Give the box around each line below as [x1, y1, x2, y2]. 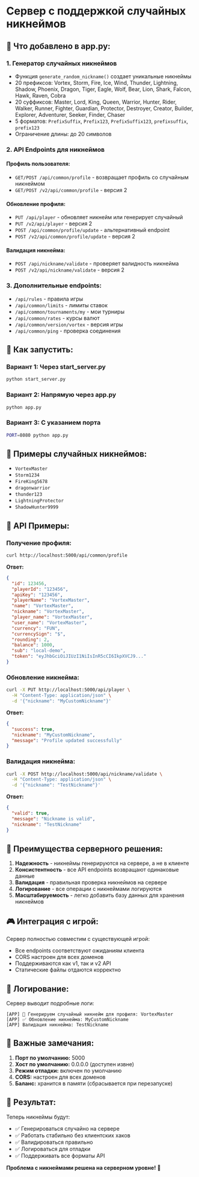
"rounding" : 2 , [11, 637, 50, 643]
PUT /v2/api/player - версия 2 [14, 220, 93, 227]
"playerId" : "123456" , [11, 586, 69, 592]
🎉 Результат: [6, 1097, 56, 1108]
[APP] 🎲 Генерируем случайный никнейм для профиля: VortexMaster [6, 1011, 173, 1017]
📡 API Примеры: [6, 520, 70, 531]
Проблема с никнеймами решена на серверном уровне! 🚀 [6, 1164, 161, 1171]
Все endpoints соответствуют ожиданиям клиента [14, 947, 144, 954]
